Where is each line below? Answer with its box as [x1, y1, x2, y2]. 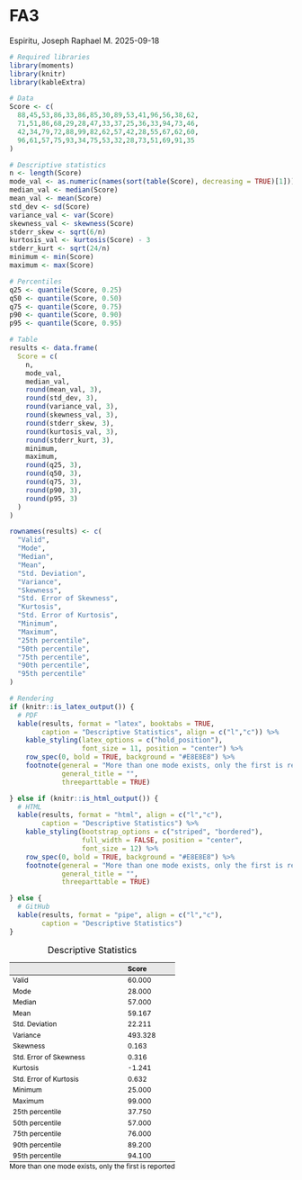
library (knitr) [9, 69, 67, 78]
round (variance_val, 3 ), [25, 402, 119, 411]
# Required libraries [9, 52, 91, 61]
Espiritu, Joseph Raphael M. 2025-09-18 [9, 35, 160, 46]
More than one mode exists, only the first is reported [9, 1162, 175, 1171]
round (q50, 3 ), [25, 469, 83, 478]
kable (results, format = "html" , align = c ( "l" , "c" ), [17, 811, 223, 820]
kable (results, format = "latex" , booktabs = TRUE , [17, 719, 216, 728]
